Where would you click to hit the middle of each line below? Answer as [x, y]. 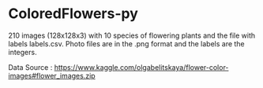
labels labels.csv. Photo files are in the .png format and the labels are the [126, 43]
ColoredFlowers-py [73, 14]
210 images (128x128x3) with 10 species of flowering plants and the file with [131, 35]
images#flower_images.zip [52, 75]
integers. [23, 52]
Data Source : [30, 67]
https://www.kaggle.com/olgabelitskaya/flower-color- [141, 67]
